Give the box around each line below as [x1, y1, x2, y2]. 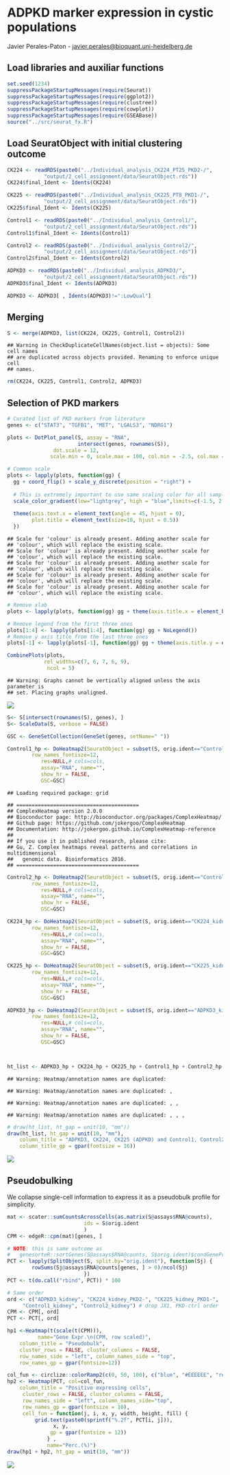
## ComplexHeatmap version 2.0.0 [7, 807, 103, 815]
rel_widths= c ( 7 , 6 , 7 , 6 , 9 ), [43, 658, 130, 666]
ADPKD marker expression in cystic [7, 5, 214, 21]
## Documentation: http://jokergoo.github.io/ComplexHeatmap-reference [7, 826, 216, 833]
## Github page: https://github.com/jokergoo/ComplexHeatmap [7, 820, 186, 826]
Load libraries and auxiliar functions [7, 62, 164, 74]
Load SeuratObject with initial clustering [7, 137, 183, 149]
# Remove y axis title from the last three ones [7, 633, 149, 640]
